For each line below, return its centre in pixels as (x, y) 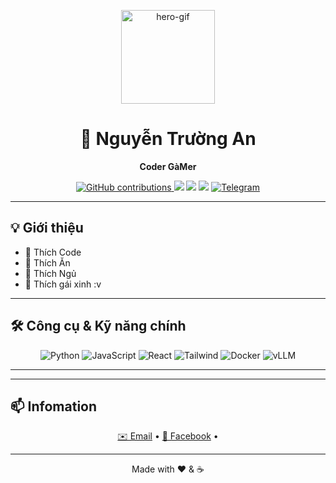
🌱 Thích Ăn (47, 262)
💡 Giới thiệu (47, 228)
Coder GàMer (168, 166)
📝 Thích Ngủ (50, 273)
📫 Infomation (54, 406)
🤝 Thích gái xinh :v (63, 284)
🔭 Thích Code (53, 252)
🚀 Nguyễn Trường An (168, 139)
